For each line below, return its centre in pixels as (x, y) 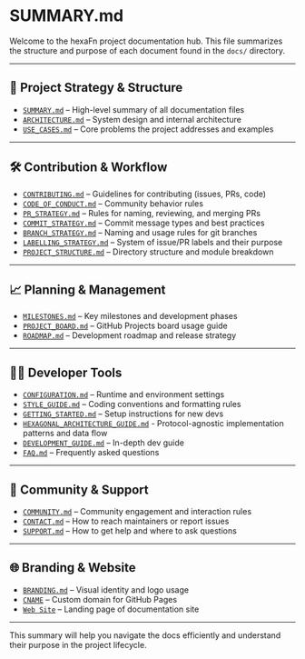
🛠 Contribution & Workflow (89, 168)
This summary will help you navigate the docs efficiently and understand (145, 635)
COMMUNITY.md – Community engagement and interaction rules (137, 511)
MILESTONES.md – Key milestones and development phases (130, 316)
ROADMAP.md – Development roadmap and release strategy (129, 335)
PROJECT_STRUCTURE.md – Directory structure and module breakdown (148, 252)
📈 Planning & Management (88, 290)
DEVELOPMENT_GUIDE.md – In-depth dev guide (103, 443)
